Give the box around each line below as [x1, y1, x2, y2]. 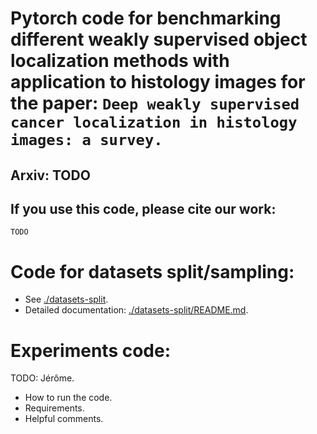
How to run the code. [24, 392, 113, 404]
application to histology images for [10, 71, 306, 94]
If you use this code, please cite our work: [10, 200, 277, 217]
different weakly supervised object [10, 28, 308, 51]
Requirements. [24, 402, 85, 414]
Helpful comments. [24, 413, 104, 425]
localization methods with [10, 50, 230, 72]
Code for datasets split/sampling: [10, 260, 295, 283]
